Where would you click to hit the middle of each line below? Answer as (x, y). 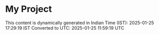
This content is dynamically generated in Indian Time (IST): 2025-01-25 (80, 23)
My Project (29, 9)
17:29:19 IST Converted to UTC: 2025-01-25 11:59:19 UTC (65, 28)
